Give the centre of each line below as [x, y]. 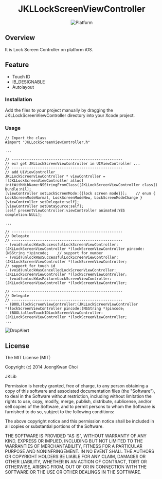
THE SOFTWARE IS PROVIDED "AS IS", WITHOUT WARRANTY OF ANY [76, 436]
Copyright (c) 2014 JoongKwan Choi [41, 367]
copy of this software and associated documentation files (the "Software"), [80, 391]
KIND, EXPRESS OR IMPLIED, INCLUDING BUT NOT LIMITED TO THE [74, 441]
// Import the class [26, 138]
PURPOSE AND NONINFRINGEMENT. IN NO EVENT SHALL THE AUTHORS [80, 451]
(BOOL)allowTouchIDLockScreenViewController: [56, 313]
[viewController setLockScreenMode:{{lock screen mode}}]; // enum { [80, 193]
